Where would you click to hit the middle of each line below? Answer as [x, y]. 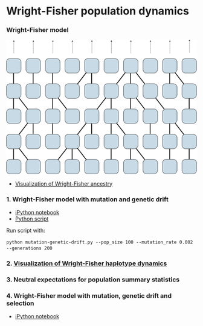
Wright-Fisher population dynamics [98, 11]
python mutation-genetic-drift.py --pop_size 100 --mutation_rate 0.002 [100, 242]
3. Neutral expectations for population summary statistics [93, 280]
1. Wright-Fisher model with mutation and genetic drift [88, 199]
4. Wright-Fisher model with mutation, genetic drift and [89, 295]
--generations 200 [29, 248]
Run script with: [26, 230]
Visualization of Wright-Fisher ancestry [64, 183]
